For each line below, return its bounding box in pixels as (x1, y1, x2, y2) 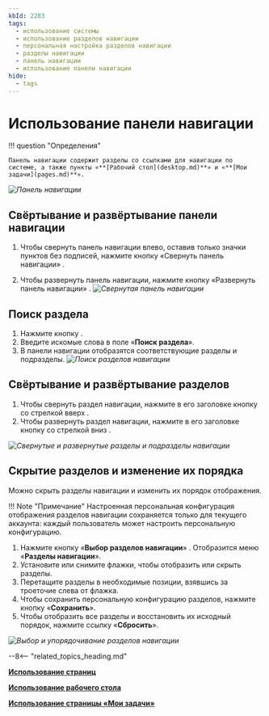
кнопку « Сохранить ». (19, 603, 96, 613)
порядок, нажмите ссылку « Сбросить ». (19, 620, 159, 630)
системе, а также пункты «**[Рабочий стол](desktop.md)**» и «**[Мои (8, 163, 248, 172)
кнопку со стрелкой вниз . (19, 425, 111, 435)
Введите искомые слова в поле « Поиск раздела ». (19, 337, 195, 347)
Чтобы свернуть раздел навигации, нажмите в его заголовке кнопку (19, 399, 258, 409)
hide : (8, 72, 27, 80)
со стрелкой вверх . (19, 407, 90, 417)
